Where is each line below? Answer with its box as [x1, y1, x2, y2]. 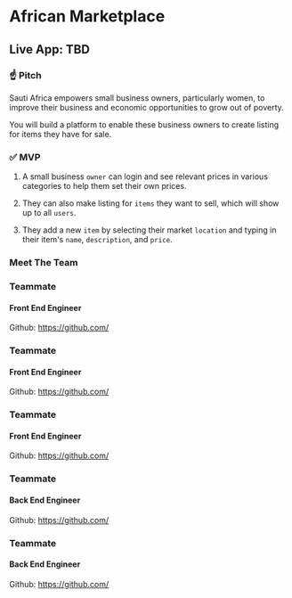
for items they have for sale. [9, 128, 112, 139]
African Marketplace [9, 6, 166, 27]
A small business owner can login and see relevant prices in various [21, 171, 269, 182]
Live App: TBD [9, 42, 91, 57]
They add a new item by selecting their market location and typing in [21, 225, 277, 235]
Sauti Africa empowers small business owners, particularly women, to [9, 92, 265, 103]
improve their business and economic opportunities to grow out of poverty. [9, 102, 285, 112]
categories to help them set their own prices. [21, 181, 187, 192]
